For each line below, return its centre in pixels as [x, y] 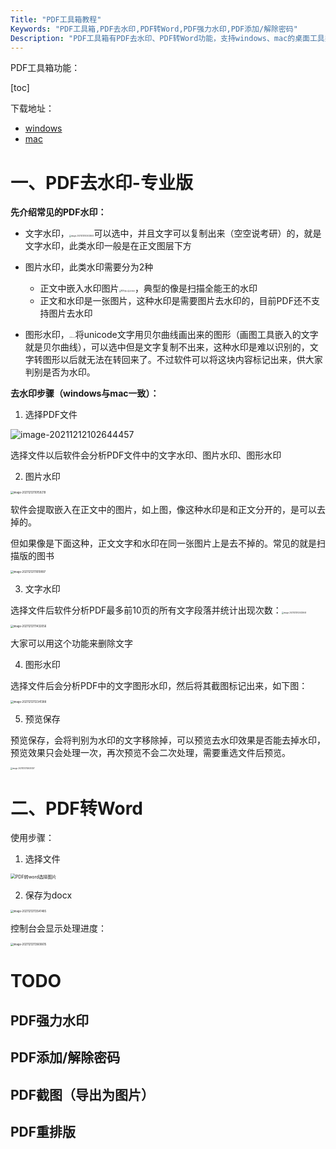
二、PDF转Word [76, 808]
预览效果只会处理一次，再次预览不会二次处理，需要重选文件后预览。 [150, 753]
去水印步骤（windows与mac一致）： [85, 393]
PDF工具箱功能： [45, 68]
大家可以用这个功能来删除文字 [71, 643]
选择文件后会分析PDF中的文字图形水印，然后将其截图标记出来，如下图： [159, 686]
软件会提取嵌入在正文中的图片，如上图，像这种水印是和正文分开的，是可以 [163, 510]
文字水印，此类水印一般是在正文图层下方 [108, 246]
